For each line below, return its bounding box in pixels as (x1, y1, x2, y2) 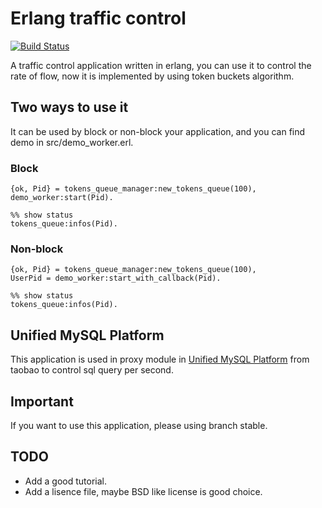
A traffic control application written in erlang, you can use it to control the (10, 59, 312, 71)
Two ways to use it (10, 99, 129, 116)
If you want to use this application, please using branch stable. (10, 419, 268, 431)
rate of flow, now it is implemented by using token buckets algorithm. (10, 70, 295, 82)
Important (10, 393, 74, 410)
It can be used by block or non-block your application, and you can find (10, 125, 306, 137)
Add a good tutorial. (24, 475, 108, 487)
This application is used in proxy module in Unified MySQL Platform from (10, 353, 310, 366)
